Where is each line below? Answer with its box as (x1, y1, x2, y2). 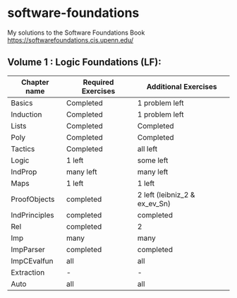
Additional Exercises (146, 81, 217, 91)
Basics (11, 97, 33, 107)
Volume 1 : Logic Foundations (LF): (7, 56, 162, 68)
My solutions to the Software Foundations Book (7, 28, 145, 37)
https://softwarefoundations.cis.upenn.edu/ (7, 35, 134, 44)
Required (83, 77, 114, 87)
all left (137, 143, 157, 153)
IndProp (11, 167, 37, 177)
